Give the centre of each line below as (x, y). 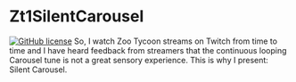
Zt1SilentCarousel (77, 16)
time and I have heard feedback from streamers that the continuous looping (148, 50)
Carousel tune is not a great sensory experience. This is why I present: (139, 60)
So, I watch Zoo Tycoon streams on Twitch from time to (176, 41)
